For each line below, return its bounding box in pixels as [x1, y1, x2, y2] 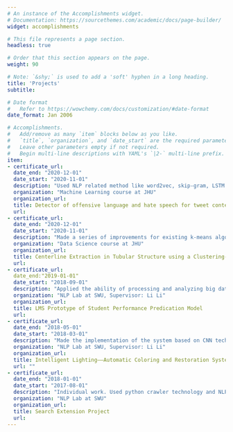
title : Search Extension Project [13, 408, 110, 415]
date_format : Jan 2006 [7, 112, 73, 119]
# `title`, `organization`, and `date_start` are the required [7, 137, 200, 144]
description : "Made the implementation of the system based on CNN [13, 337, 213, 344]
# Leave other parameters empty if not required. [7, 144, 159, 150]
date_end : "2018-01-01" [13, 376, 82, 383]
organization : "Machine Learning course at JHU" [13, 189, 157, 196]
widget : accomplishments [7, 23, 79, 30]
